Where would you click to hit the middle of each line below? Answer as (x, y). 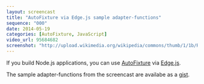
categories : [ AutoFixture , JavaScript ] (57, 34)
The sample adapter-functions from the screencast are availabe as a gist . (98, 74)
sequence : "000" (27, 23)
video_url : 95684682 (32, 40)
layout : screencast (31, 12)
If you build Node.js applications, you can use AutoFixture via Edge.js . (93, 63)
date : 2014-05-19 (28, 29)
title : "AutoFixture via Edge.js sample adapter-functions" (84, 18)
